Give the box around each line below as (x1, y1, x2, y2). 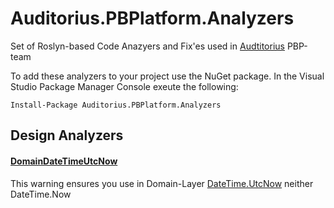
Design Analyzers (10, 127, 124, 144)
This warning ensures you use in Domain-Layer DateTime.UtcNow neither (10, 177, 314, 189)
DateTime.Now (10, 188, 72, 200)
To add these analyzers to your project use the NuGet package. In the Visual (10, 70, 325, 82)
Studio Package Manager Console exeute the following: (10, 80, 239, 92)
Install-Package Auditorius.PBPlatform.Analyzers (10, 100, 222, 110)
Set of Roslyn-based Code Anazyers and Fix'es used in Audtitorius (10, 40, 285, 52)
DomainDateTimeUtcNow (10, 155, 118, 167)
